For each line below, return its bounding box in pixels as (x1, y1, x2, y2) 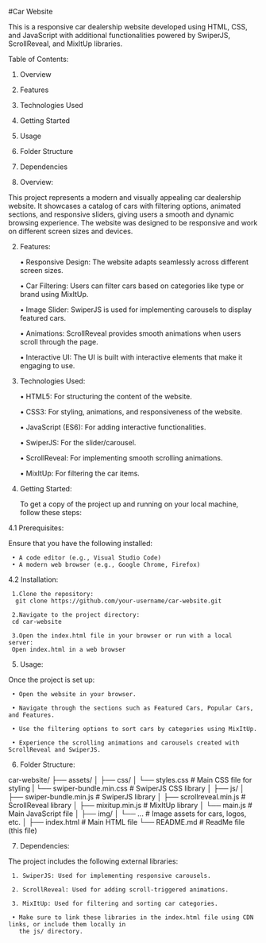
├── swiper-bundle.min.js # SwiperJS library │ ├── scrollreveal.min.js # (8, 792, 246, 801)
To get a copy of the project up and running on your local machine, (19, 499, 239, 509)
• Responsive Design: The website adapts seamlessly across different (19, 257, 249, 267)
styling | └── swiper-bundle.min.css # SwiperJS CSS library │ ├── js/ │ (8, 783, 245, 793)
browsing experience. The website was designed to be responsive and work (8, 218, 258, 227)
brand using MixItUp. (19, 290, 89, 298)
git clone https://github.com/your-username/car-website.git (15, 597, 222, 605)
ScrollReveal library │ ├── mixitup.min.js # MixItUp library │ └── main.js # (8, 801, 253, 810)
